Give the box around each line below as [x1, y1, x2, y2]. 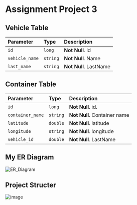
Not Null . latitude [69, 119, 109, 126]
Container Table [5, 80, 57, 89]
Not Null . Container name [69, 111, 129, 118]
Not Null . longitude [69, 128, 114, 135]
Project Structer [5, 181, 56, 189]
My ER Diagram [5, 153, 54, 161]
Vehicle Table [5, 24, 49, 32]
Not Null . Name [64, 55, 101, 62]
